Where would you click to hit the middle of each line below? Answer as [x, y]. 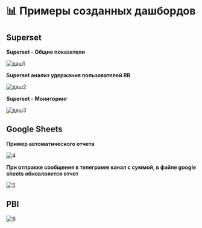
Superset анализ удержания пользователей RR [68, 75]
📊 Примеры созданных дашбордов [101, 11]
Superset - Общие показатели [46, 52]
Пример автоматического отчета [50, 144]
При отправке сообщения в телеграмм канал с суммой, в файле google [101, 167]
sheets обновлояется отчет [43, 173]
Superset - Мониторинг [37, 99]
